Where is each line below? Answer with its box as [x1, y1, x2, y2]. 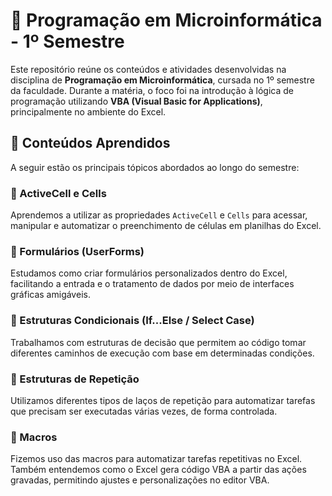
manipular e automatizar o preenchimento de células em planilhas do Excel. [10, 220, 322, 232]
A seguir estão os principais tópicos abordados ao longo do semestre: [10, 161, 300, 173]
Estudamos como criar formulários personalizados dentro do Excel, [10, 267, 288, 279]
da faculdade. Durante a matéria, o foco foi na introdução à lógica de [10, 84, 294, 96]
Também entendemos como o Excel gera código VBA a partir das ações [10, 464, 307, 476]
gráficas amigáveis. [10, 289, 91, 301]
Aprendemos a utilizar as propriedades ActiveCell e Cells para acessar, [10, 209, 308, 221]
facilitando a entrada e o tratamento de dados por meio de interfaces [10, 278, 295, 290]
